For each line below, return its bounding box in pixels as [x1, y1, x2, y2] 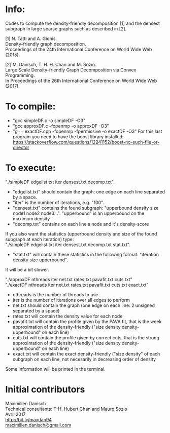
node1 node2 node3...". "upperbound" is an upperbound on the [12, 210, 145, 216]
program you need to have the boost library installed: [12, 133, 124, 140]
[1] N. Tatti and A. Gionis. [5, 35, 57, 42]
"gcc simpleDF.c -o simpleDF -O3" [12, 117, 86, 124]
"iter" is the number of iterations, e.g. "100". [12, 199, 105, 206]
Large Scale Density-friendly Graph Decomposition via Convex [5, 67, 137, 73]
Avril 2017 [5, 411, 26, 417]
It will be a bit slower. [5, 266, 49, 272]
